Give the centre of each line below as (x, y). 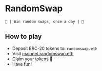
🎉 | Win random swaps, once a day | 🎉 (44, 22)
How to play (23, 36)
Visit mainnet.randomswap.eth (43, 53)
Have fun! (22, 64)
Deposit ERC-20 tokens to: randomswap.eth (55, 48)
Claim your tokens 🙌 (32, 59)
